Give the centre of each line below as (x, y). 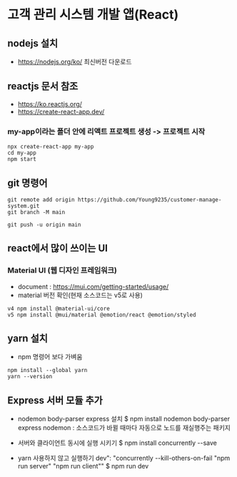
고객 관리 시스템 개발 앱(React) (93, 15)
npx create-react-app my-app (51, 147)
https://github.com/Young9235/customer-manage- (150, 200)
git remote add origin (41, 200)
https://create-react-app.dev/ (61, 111)
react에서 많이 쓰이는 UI (58, 248)
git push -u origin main (44, 225)
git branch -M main (36, 212)
